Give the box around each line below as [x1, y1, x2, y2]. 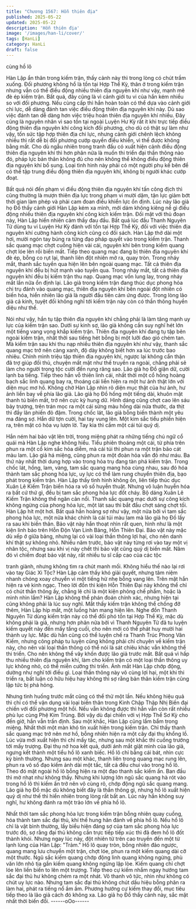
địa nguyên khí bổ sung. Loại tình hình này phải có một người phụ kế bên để [6, 161, 189, 169]
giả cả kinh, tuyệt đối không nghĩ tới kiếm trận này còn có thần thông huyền [6, 298, 188, 305]
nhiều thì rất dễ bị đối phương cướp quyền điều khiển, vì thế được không [6, 136, 180, 144]
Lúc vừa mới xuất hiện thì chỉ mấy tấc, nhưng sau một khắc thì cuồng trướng [6, 736, 190, 743]
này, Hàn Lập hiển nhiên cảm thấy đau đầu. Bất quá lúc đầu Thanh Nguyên [6, 217, 186, 224]
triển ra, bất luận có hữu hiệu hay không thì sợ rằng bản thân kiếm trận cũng [6, 675, 190, 682]
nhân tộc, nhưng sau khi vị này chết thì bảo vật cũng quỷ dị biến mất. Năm [6, 545, 185, 552]
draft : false [6, 47, 38, 53]
